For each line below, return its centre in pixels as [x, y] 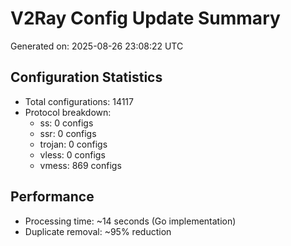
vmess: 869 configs [80, 165]
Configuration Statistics [86, 77]
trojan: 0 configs [73, 144]
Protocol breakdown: [68, 112]
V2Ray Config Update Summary [145, 18]
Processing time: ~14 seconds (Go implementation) [130, 221]
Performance [52, 197]
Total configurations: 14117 [79, 101]
